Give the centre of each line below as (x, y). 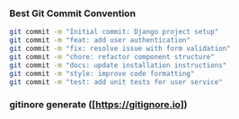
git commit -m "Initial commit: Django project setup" (114, 32)
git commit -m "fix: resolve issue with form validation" (120, 49)
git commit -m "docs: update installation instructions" (118, 65)
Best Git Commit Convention (73, 13)
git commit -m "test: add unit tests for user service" (116, 82)
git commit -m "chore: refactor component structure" (112, 56)
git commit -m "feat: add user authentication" (100, 40)
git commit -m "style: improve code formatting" (102, 73)
